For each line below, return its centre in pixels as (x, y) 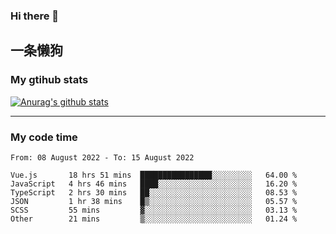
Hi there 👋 (35, 16)
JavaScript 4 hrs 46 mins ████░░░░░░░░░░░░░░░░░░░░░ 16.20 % (154, 184)
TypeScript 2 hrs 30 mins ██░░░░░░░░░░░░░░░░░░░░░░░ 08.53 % (154, 192)
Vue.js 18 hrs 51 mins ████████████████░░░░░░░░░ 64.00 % (154, 175)
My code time (44, 137)
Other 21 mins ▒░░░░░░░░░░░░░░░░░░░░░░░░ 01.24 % (154, 219)
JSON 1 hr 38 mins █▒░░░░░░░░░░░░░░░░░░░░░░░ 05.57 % (154, 201)
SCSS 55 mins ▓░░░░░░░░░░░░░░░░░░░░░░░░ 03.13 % (154, 210)
